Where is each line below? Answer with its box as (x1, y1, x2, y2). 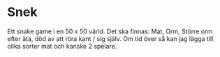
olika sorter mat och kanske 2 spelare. (7, 42, 117, 50)
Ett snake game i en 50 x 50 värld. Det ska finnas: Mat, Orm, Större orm (7, 27, 213, 35)
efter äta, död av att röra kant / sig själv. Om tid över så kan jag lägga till (7, 34, 214, 42)
